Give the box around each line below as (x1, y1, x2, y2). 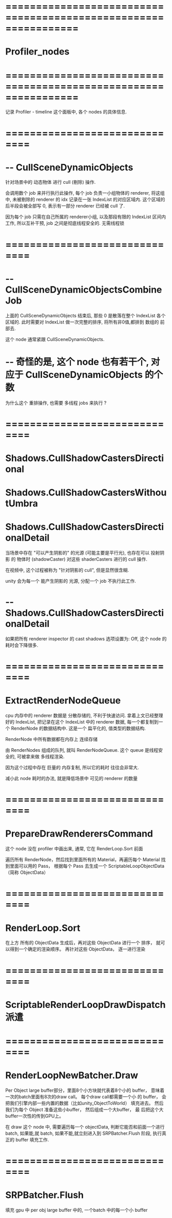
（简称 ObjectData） (5, 869, 49, 876)
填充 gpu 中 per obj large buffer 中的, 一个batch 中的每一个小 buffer (5, 1207, 148, 1213)
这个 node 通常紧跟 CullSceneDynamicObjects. (5, 336, 105, 342)
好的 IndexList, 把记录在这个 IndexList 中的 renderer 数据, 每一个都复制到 (5, 719, 159, 725)
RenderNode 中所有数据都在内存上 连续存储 (5, 736, 98, 743)
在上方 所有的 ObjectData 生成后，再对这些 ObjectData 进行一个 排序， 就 (5, 940, 161, 946)
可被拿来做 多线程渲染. (16, 753, 65, 760)
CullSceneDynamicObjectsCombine (5, 283, 162, 295)
